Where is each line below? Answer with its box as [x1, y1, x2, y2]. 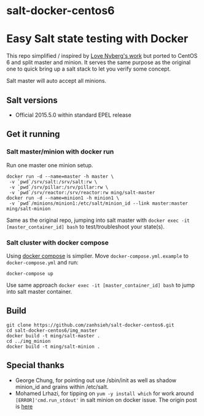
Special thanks [6, 360, 65, 371]
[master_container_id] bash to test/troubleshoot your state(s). [6, 222, 165, 230]
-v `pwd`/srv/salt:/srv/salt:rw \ [9, 179, 98, 185]
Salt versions [6, 95, 58, 105]
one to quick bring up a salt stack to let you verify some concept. [6, 65, 171, 73]
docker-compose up [6, 270, 53, 277]
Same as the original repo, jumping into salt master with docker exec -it [6, 216, 190, 224]
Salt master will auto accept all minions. [6, 77, 106, 85]
